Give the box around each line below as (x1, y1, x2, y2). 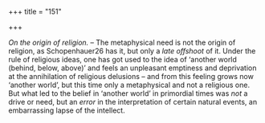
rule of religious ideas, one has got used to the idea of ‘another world (8, 55, 237, 64)
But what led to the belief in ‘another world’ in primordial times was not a (8, 89, 248, 98)
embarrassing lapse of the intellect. (8, 105, 126, 115)
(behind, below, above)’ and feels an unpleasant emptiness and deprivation (8, 63, 257, 73)
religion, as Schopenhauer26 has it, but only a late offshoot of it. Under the (8, 46, 256, 55)
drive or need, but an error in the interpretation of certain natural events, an (8, 97, 258, 106)
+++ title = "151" (8, 7, 62, 16)
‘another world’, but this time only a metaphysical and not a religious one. (8, 80, 251, 89)
